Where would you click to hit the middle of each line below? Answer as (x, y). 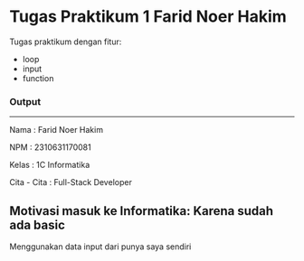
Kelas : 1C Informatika (50, 165)
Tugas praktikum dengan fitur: (66, 42)
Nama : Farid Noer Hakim (57, 130)
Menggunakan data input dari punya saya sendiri (100, 247)
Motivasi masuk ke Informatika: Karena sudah (142, 211)
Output (25, 101)
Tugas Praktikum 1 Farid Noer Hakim (148, 17)
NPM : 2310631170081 (51, 147)
